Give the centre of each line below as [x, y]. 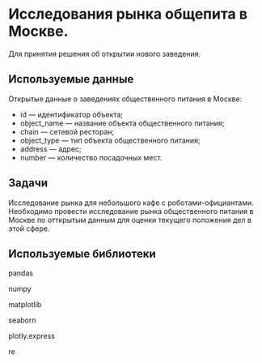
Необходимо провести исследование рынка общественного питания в [131, 211]
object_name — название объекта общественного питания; [122, 123]
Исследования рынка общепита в [128, 14]
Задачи [28, 183]
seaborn [22, 320]
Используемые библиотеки [82, 253]
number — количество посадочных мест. [91, 157]
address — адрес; [51, 149]
